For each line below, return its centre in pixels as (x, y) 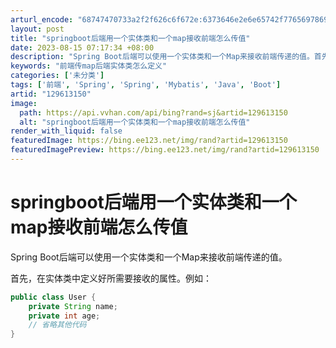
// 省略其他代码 (57, 325)
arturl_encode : (42, 19)
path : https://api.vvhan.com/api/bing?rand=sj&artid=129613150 (153, 112)
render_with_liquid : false (66, 131)
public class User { (53, 297)
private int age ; (64, 316)
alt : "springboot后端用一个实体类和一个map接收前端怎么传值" (135, 122)
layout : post (37, 29)
